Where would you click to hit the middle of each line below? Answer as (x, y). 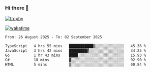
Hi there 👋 (17, 8)
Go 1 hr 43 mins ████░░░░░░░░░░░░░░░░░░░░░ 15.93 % (76, 55)
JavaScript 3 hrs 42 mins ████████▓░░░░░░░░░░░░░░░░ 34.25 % (76, 51)
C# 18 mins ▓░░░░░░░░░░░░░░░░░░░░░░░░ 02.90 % (76, 60)
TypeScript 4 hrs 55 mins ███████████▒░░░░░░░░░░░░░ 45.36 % (76, 46)
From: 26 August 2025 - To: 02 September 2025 (54, 37)
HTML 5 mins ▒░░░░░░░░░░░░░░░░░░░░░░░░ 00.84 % (76, 64)
